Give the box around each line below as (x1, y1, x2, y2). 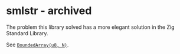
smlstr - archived (6, 4, 92, 18)
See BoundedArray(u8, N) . (6, 41, 69, 48)
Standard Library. (6, 29, 48, 36)
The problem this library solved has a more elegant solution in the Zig (6, 23, 175, 31)
